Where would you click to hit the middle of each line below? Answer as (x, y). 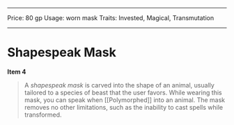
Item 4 (17, 72)
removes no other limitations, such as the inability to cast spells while (124, 107)
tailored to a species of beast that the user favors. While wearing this (123, 92)
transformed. (43, 115)
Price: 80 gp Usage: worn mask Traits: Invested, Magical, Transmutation (111, 18)
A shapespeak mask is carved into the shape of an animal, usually (119, 85)
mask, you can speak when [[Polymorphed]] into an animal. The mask (125, 100)
